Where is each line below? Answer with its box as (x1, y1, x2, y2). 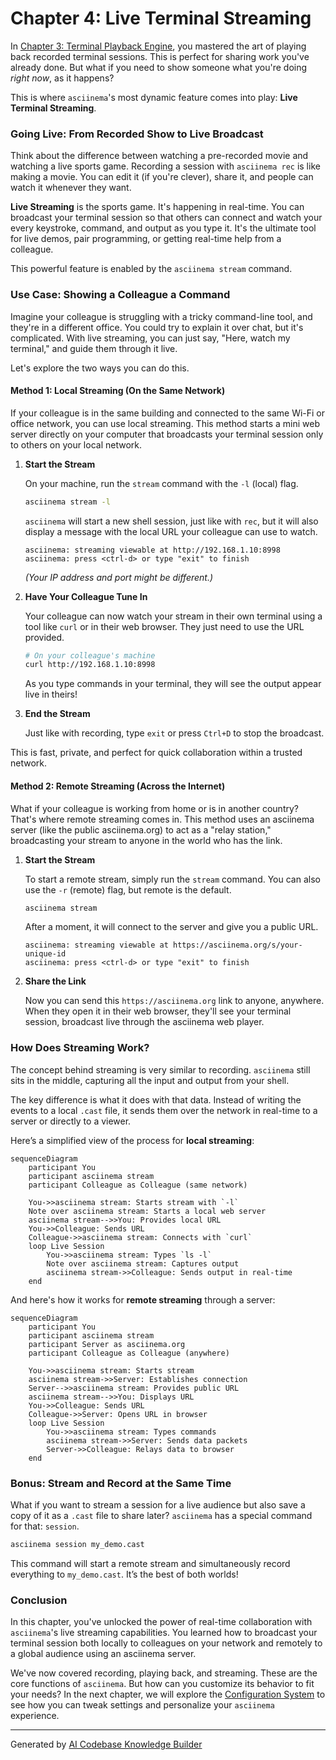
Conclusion (10, 1593, 68, 1607)
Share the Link (24, 975, 87, 987)
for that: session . (10, 1520, 80, 1532)
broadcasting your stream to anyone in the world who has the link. (10, 834, 283, 846)
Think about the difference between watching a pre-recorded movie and (10, 150, 309, 162)
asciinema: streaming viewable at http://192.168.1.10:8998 (24, 545, 281, 555)
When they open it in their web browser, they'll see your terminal (24, 1005, 292, 1017)
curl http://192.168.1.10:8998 (24, 660, 156, 670)
